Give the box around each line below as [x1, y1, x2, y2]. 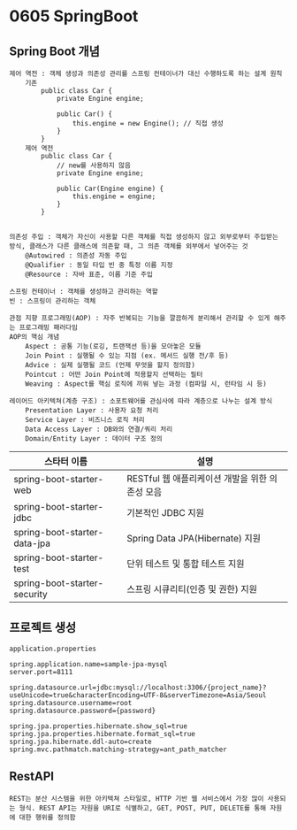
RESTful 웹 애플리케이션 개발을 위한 [126, 473, 268, 484]
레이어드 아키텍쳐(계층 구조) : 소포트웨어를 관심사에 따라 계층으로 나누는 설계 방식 [9, 396, 272, 405]
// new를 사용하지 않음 [56, 161, 131, 170]
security [13, 588, 48, 600]
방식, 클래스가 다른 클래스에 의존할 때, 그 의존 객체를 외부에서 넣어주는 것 [9, 242, 249, 250]
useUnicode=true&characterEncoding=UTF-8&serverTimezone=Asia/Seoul [9, 690, 267, 700]
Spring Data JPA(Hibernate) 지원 [126, 533, 261, 544]
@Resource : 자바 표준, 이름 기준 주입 [25, 270, 153, 279]
